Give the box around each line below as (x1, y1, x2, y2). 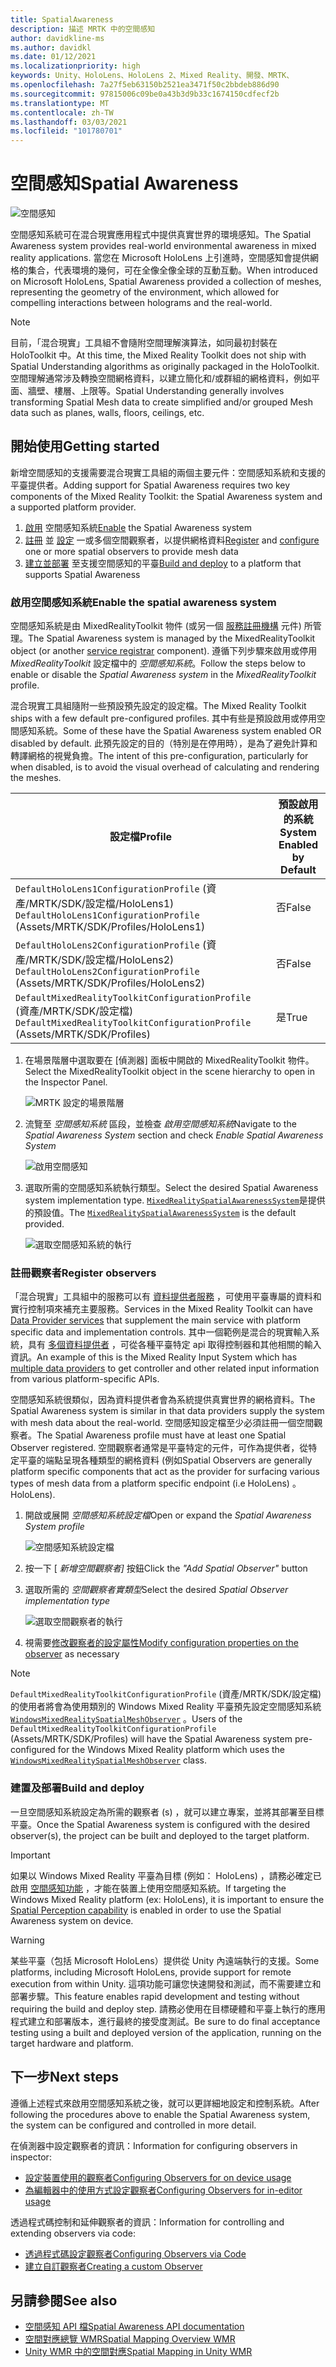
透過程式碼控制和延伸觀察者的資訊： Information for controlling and (10, 2216, 285, 2228)
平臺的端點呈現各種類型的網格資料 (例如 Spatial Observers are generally (18, 1454, 313, 1466)
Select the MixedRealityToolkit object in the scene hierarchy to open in (24, 1066, 315, 1078)
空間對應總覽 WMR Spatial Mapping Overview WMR (24, 2333, 236, 2345)
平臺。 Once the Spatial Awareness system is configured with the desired (10, 1818, 310, 1830)
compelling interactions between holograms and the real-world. (10, 297, 273, 309)
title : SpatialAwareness (10, 14, 114, 25)
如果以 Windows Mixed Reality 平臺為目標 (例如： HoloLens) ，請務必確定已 (10, 1869, 322, 1881)
